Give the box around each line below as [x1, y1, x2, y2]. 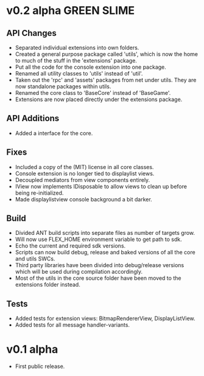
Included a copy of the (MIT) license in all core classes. [15, 163, 154, 170]
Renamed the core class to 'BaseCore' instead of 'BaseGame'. [15, 89, 171, 96]
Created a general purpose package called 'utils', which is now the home [15, 50, 198, 58]
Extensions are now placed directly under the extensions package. [15, 96, 183, 103]
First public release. [15, 363, 65, 370]
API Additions [6, 113, 60, 124]
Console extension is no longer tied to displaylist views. [15, 170, 155, 177]
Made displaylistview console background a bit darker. [15, 195, 152, 203]
